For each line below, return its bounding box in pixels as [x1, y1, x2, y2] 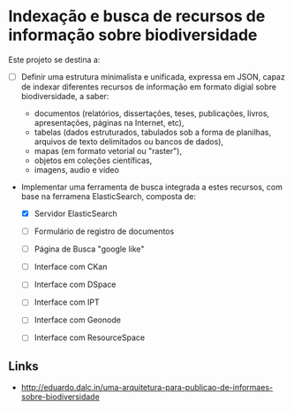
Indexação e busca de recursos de [8, 6, 266, 27]
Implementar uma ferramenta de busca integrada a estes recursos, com [20, 182, 283, 192]
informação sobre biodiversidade [8, 25, 258, 45]
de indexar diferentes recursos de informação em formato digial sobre [20, 81, 277, 92]
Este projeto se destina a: [8, 54, 101, 65]
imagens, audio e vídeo [34, 165, 120, 174]
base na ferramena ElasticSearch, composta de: [20, 191, 196, 201]
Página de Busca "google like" [34, 244, 145, 254]
